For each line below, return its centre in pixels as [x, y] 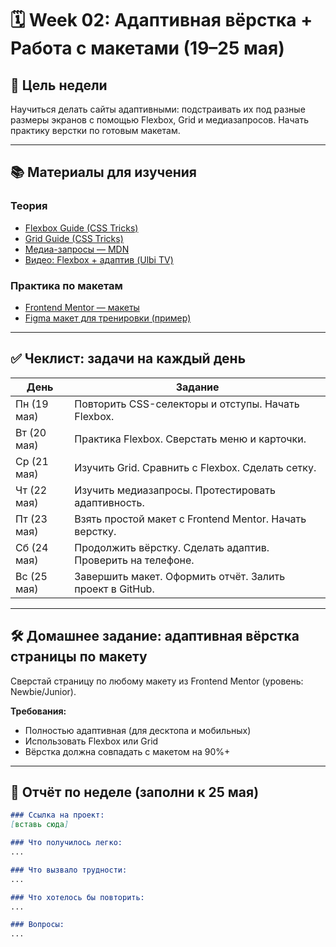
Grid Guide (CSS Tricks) [74, 238]
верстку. [95, 531]
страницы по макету [79, 657]
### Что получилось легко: [66, 843]
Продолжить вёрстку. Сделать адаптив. [172, 547]
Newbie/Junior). [43, 691]
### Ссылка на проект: [57, 815]
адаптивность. [109, 502]
